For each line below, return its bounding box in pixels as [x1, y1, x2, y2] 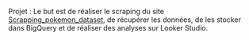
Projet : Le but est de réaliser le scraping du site [8, 7, 165, 16]
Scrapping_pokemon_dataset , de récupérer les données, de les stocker [8, 15, 242, 24]
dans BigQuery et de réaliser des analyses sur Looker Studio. [8, 24, 209, 32]
